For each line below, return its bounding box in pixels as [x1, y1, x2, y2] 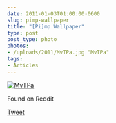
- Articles [7, 62, 39, 69]
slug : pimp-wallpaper [7, 17, 70, 24]
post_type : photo [7, 36, 57, 43]
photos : [7, 42, 30, 49]
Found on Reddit [7, 95, 54, 103]
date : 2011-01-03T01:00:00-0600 [7, 10, 100, 17]
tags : [7, 56, 23, 63]
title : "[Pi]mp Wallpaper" [7, 23, 85, 30]
